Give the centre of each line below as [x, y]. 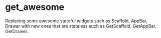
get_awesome [35, 7]
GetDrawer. [17, 31]
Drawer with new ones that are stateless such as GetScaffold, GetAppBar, [81, 26]
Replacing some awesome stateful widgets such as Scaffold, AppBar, [76, 21]
